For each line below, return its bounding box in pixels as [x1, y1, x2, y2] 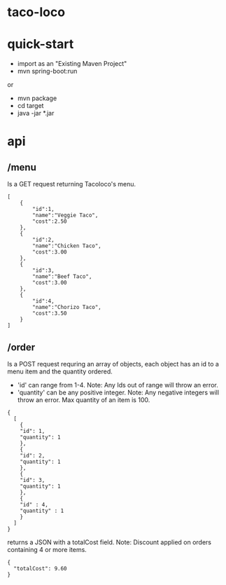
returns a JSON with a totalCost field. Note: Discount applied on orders [7, 537, 212, 546]
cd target [17, 102, 44, 110]
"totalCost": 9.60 [13, 565, 68, 572]
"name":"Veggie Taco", [32, 212, 99, 219]
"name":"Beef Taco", [32, 273, 92, 280]
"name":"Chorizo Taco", [32, 304, 101, 311]
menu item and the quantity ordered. [7, 367, 113, 376]
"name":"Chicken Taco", [32, 242, 101, 249]
